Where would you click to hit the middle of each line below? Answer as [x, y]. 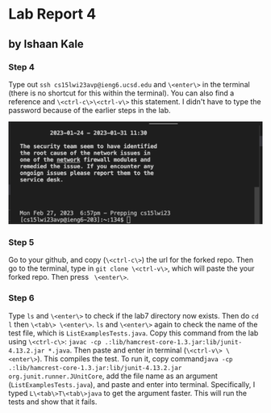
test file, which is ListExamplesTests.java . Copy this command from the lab [133, 333]
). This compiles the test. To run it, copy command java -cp [135, 358]
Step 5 [21, 242]
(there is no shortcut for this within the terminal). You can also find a [121, 93]
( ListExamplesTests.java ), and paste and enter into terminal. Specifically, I [132, 384]
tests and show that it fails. [53, 402]
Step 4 [21, 67]
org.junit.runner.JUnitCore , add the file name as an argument [113, 376]
